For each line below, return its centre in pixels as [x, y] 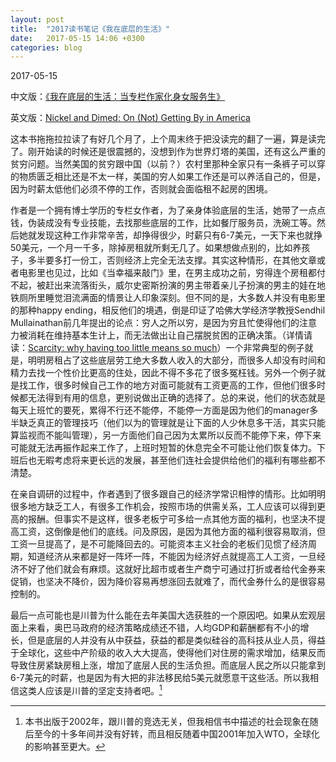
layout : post [37, 19]
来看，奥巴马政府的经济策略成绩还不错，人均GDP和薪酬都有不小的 [164, 628]
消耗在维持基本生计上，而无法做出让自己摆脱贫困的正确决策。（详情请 [170, 335]
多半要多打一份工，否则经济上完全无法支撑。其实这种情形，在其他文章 [172, 260]
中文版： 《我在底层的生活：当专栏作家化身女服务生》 [117, 97]
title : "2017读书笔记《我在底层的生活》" [90, 29]
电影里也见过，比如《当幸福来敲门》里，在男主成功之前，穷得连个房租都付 [172, 273]
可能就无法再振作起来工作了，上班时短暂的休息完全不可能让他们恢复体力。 [163, 448]
